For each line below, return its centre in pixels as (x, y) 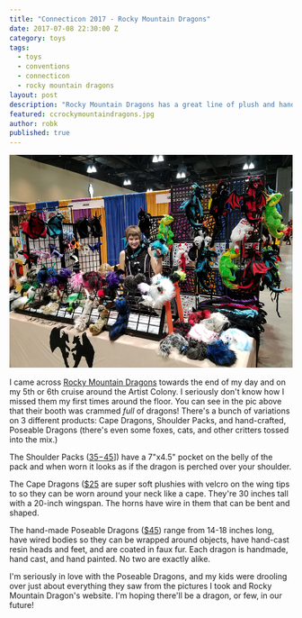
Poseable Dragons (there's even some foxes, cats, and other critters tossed (149, 430)
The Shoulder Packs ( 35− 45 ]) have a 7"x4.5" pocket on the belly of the (141, 457)
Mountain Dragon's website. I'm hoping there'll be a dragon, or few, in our (146, 595)
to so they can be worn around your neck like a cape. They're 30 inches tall (149, 494)
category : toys (38, 38)
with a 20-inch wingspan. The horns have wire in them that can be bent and (150, 504)
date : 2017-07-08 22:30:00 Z (64, 28)
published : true (40, 133)
